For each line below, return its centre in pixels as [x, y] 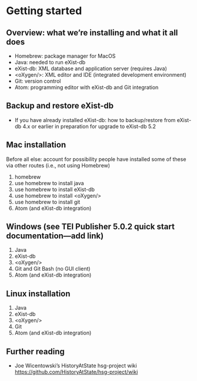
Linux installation [38, 293]
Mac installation [36, 145]
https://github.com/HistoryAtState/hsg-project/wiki [76, 372]
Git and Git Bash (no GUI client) [52, 269]
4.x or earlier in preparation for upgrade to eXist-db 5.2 [89, 126]
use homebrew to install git [47, 202]
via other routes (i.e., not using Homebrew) [58, 165]
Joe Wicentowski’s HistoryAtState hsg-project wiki [76, 366]
